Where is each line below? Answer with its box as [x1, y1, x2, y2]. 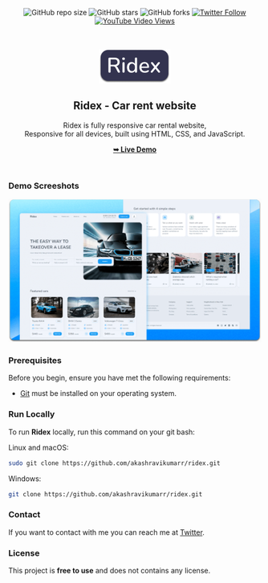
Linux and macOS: [8, 442, 69, 452]
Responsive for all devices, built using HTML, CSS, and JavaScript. [24, 128, 246, 138]
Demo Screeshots [8, 180, 79, 191]
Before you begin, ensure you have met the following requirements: [8, 373, 231, 383]
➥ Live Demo [112, 145, 157, 154]
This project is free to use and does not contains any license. [8, 566, 211, 575]
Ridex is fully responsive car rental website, [63, 120, 207, 130]
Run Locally [8, 409, 55, 420]
